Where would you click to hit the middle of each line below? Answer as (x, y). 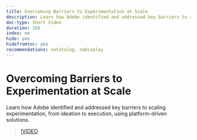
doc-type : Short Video (34, 22)
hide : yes (18, 39)
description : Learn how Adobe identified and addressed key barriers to (97, 17)
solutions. (18, 119)
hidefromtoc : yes (27, 45)
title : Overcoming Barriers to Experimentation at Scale (77, 11)
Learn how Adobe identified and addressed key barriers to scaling (86, 107)
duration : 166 (23, 28)
